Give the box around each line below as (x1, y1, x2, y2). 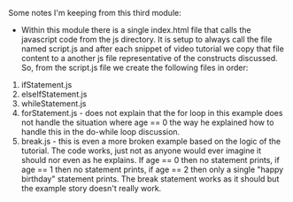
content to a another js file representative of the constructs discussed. (20, 53, 278, 63)
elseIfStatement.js (20, 89, 88, 99)
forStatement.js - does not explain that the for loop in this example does (20, 108, 283, 118)
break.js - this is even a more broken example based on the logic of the (20, 136, 281, 146)
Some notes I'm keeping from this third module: (8, 8, 182, 18)
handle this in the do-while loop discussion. (20, 127, 181, 136)
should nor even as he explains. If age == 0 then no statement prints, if (20, 155, 280, 165)
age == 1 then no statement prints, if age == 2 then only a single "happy (20, 164, 284, 175)
